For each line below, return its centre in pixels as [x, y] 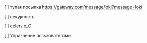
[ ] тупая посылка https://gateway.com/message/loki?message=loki [73, 7]
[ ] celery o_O [18, 26]
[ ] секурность [20, 16]
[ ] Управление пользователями [38, 35]
